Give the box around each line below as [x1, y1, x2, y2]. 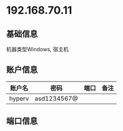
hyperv [9, 94, 29, 102]
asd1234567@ [35, 94, 78, 102]
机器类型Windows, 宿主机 [6, 46, 69, 52]
